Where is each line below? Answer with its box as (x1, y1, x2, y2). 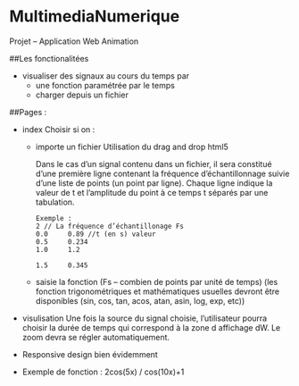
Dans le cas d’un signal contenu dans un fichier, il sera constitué (35, 158, 272, 169)
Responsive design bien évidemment (21, 348, 158, 359)
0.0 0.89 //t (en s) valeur (35, 230, 156, 239)
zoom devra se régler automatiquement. (21, 331, 170, 342)
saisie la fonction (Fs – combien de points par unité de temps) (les (35, 276, 278, 287)
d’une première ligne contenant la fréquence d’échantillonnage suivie (35, 168, 290, 179)
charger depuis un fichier (35, 89, 129, 100)
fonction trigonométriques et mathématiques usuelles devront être (35, 286, 279, 297)
